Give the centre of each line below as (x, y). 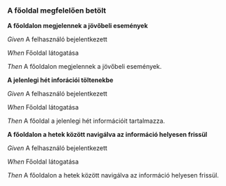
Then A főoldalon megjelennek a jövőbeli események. (85, 67)
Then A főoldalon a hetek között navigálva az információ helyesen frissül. (113, 175)
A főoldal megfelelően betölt (57, 11)
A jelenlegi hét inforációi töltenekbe (60, 80)
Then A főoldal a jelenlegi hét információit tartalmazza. (86, 121)
